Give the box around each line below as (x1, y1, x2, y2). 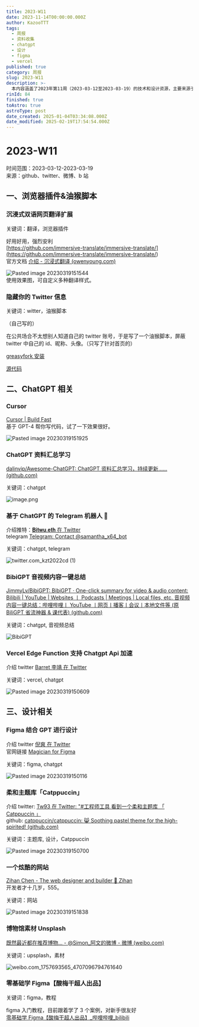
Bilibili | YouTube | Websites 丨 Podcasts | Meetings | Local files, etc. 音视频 (6, 594, 191, 601)
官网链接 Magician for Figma (6, 748, 76, 755)
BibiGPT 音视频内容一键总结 (6, 573, 86, 581)
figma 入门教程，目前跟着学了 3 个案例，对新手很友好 (6, 1006, 137, 1013)
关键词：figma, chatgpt (6, 760, 63, 767)
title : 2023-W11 (6, 8, 46, 15)
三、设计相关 (6, 706, 53, 717)
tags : (6, 25, 20, 31)
